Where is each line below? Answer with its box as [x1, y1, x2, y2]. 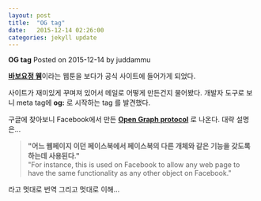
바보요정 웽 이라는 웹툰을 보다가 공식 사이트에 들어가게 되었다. [8, 72, 196, 81]
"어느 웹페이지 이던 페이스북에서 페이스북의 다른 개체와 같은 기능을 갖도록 [27, 141, 251, 151]
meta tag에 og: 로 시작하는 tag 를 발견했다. [16, 98, 151, 107]
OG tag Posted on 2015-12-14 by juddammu [8, 55, 151, 65]
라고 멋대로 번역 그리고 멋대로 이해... [8, 184, 120, 194]
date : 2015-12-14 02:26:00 [8, 26, 104, 34]
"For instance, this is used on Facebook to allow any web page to [27, 160, 240, 169]
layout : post [8, 11, 51, 20]
